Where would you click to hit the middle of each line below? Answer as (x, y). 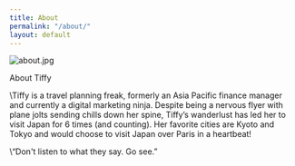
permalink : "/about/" (50, 26)
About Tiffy (30, 78)
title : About (34, 18)
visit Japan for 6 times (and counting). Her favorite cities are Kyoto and (142, 124)
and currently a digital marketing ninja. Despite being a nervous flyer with (147, 105)
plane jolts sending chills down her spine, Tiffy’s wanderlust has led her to (147, 115)
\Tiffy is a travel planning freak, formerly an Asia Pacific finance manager (146, 95)
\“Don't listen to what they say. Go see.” (84, 151)
